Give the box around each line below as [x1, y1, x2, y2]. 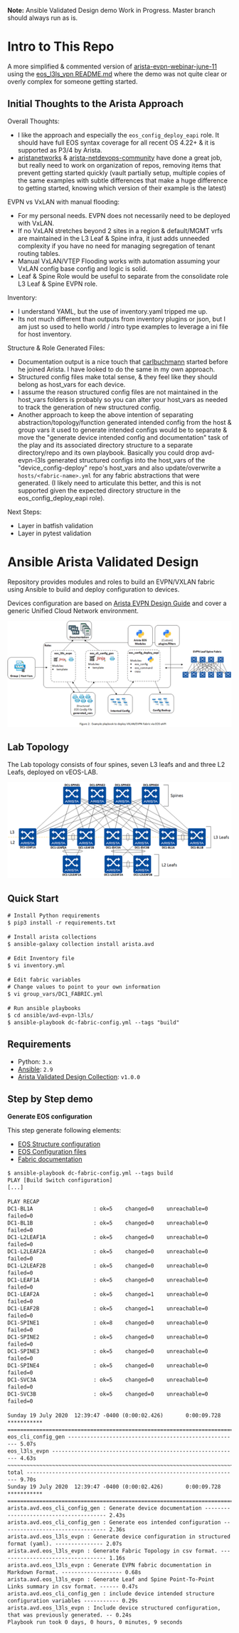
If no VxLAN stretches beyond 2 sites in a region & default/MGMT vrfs [17, 226, 223, 235]
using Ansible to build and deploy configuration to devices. [7, 584, 180, 594]
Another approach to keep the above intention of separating [17, 410, 193, 419]
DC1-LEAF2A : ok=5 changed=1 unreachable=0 [7, 1290, 208, 1298]
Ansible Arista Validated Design [7, 554, 199, 570]
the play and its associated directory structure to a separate [17, 441, 193, 449]
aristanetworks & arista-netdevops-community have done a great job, [17, 153, 223, 162]
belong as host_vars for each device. [17, 380, 126, 388]
